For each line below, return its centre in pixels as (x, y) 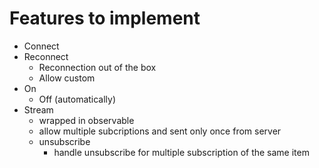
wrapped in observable (86, 120)
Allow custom (67, 78)
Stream (38, 109)
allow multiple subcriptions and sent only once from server (160, 131)
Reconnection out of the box (97, 67)
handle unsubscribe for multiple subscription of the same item (181, 152)
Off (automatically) (77, 99)
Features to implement (105, 18)
